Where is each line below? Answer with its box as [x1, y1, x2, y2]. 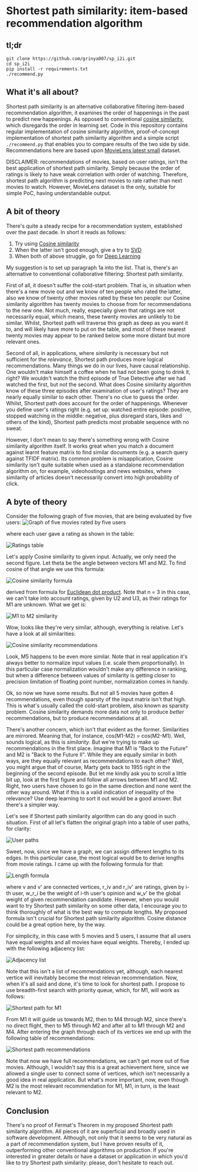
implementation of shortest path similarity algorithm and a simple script [6, 134, 179, 141]
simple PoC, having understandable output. [6, 189, 111, 196]
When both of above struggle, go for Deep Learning [14, 252, 141, 260]
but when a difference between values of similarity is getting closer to [6, 672, 176, 679]
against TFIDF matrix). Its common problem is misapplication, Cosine [6, 455, 174, 462]
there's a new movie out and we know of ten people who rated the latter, [6, 288, 182, 295]
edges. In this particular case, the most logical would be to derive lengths [6, 854, 184, 862]
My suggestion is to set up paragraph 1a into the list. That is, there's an [6, 264, 178, 271]
